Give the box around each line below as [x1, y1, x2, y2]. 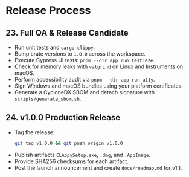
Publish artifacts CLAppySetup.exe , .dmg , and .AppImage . [14, 151, 151, 158]
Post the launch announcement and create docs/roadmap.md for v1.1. [14, 164, 182, 171]
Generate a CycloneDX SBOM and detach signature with [14, 89, 155, 95]
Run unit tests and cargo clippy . [14, 43, 95, 51]
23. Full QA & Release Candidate [5, 28, 129, 38]
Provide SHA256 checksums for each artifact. [14, 158, 129, 165]
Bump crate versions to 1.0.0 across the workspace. [14, 50, 146, 57]
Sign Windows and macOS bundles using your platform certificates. [14, 82, 184, 89]
